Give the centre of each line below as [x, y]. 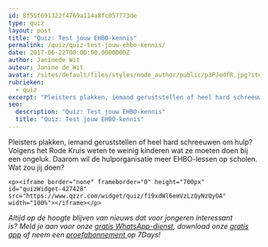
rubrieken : [26, 82]
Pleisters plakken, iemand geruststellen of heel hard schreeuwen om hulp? [130, 142]
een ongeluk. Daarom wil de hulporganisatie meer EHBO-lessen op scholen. [133, 159]
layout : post [30, 30]
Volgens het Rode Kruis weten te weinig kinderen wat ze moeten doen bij [128, 150]
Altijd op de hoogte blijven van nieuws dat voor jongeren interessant [120, 218]
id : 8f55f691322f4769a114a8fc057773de [73, 16]
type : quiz [26, 23]
